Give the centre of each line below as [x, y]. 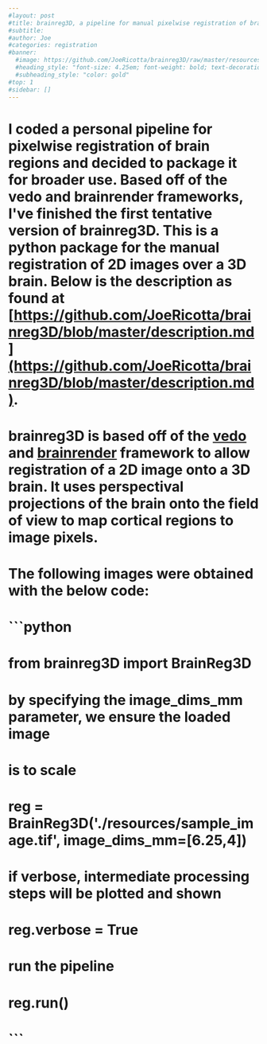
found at [37, 298]
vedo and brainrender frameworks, [126, 197]
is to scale [43, 770]
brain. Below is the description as [120, 281]
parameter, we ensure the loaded [120, 717]
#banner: [23, 53]
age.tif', [35, 840]
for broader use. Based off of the [118, 179]
